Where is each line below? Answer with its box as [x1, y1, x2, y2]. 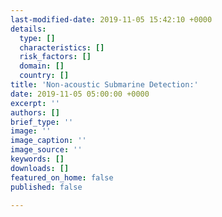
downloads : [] [10, 163, 70, 173]
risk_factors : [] [19, 52, 92, 62]
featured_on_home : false [10, 172, 114, 183]
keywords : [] [10, 154, 65, 164]
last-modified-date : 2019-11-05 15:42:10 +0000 [10, 14, 213, 25]
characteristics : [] [19, 42, 105, 53]
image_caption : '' [10, 136, 87, 146]
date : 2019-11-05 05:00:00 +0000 [10, 89, 150, 99]
